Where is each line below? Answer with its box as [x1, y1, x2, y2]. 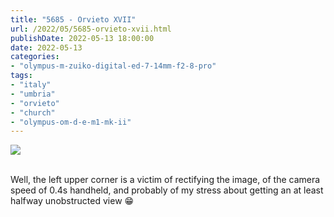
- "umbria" [10, 89, 56, 99]
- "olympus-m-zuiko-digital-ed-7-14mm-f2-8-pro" [10, 61, 217, 71]
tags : [10, 71, 33, 81]
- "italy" [10, 80, 52, 90]
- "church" [10, 107, 56, 118]
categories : [10, 52, 60, 62]
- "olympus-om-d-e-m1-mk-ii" [10, 117, 132, 127]
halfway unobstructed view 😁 [10, 195, 135, 207]
